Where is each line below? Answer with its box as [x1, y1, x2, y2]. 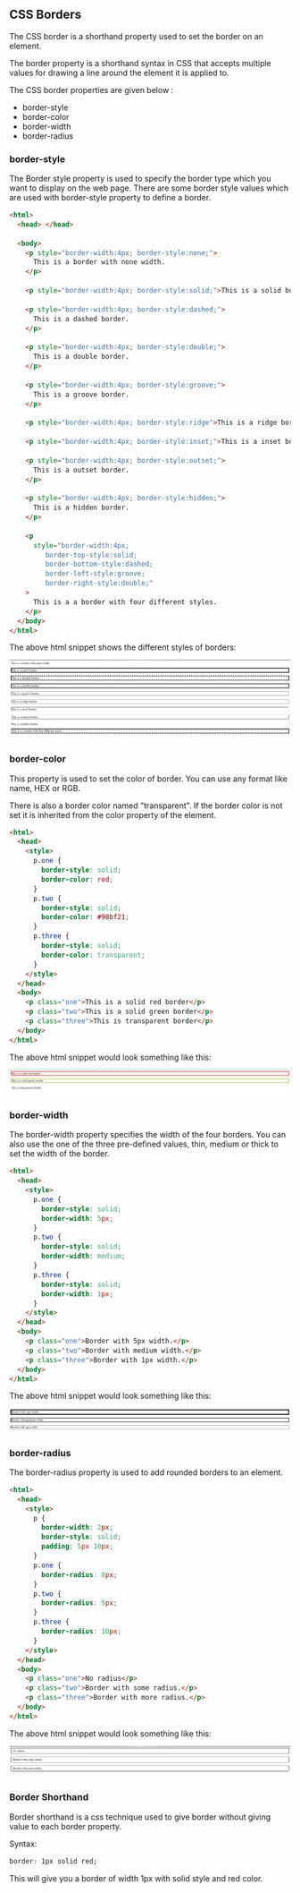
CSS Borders [9, 7, 82, 22]
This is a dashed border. [32, 314, 129, 323]
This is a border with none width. [32, 258, 166, 267]
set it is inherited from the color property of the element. [9, 809, 217, 820]
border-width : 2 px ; [41, 1523, 114, 1532]
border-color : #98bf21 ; [41, 913, 129, 922]
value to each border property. [9, 1821, 122, 1831]
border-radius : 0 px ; [41, 1570, 118, 1579]
